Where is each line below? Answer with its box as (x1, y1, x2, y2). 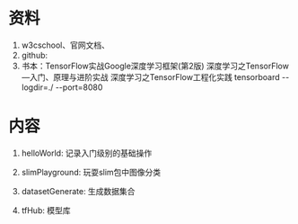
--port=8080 (55, 82, 103, 93)
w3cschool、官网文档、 (21, 40, 110, 50)
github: (21, 49, 48, 60)
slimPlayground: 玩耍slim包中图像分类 (21, 166, 162, 177)
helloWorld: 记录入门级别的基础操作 (21, 148, 153, 158)
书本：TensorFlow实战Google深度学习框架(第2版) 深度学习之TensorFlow (21, 60, 289, 71)
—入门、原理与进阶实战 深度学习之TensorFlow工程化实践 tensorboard (21, 71, 280, 82)
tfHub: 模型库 (21, 204, 71, 216)
